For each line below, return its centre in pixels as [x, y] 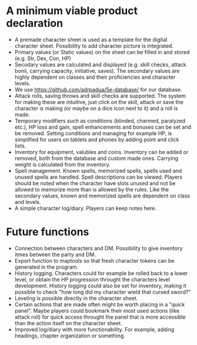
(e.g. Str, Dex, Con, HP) [43, 58]
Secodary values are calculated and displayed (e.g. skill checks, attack [100, 64]
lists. [20, 146]
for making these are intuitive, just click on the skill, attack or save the [99, 102]
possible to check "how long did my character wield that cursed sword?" [103, 292]
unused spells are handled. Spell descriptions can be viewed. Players [98, 177]
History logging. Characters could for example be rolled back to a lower [101, 273]
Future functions [48, 232]
